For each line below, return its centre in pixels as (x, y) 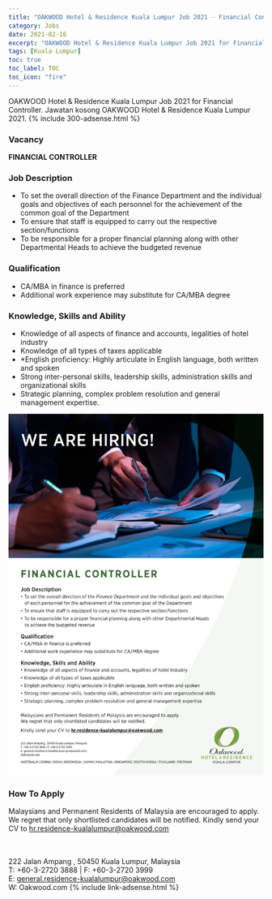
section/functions (49, 230)
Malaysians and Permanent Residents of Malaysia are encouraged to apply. (134, 811)
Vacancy (26, 140)
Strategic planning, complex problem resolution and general (120, 394)
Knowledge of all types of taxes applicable (91, 351)
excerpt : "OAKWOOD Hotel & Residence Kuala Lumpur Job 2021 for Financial (137, 43)
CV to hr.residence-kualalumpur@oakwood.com (89, 828)
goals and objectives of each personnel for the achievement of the (131, 204)
